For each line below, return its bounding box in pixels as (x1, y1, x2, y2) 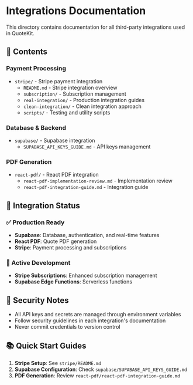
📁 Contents (6, 47, 48, 57)
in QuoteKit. (6, 29, 35, 36)
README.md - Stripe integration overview (23, 84, 118, 91)
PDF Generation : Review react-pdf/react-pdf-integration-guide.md (14, 372, 180, 379)
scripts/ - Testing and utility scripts (23, 109, 111, 116)
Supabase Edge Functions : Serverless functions (14, 278, 133, 285)
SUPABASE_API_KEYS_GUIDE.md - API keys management (23, 143, 151, 150)
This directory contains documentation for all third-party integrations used (6, 23, 185, 31)
